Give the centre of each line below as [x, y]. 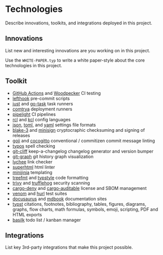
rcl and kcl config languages [41, 119]
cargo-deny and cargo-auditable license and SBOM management [80, 188]
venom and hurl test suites [40, 193]
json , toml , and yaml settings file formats [54, 125]
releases [21, 135]
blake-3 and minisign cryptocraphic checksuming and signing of [79, 130]
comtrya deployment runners [42, 109]
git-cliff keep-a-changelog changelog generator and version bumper [83, 151]
